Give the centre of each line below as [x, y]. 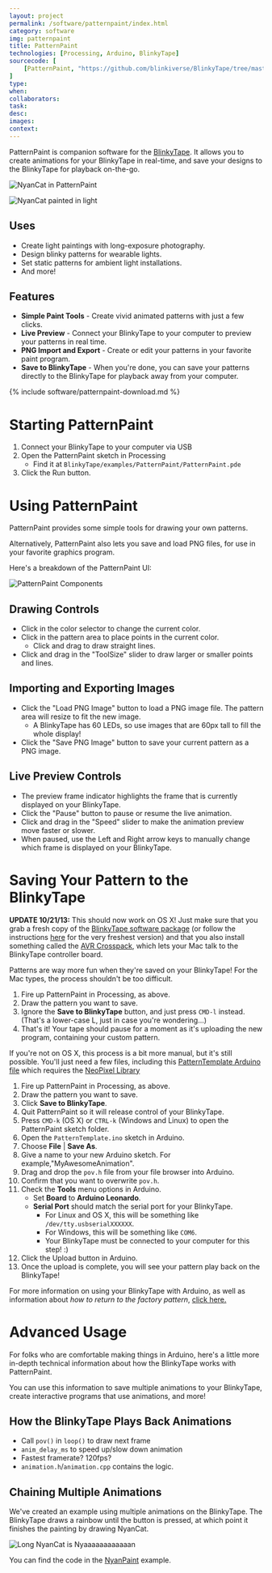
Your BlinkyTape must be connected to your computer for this [147, 1240]
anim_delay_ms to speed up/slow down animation [102, 1449]
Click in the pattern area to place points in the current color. [120, 637]
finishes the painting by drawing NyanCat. [79, 1529]
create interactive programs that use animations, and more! [108, 1396]
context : [24, 129]
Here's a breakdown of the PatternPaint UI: [80, 568]
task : [18, 106]
